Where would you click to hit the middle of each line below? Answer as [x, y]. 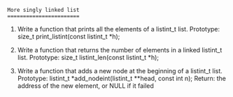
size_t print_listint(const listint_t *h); [69, 36]
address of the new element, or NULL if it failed [85, 86]
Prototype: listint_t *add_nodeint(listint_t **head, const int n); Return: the [121, 78]
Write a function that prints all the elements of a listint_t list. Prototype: [119, 29]
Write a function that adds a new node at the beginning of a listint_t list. [120, 71]
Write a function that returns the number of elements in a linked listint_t [120, 50]
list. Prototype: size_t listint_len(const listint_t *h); [88, 57]
